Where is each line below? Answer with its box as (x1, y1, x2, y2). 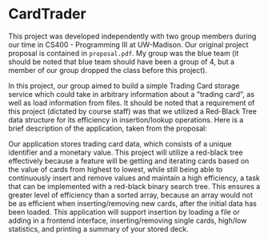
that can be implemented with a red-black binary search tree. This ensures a (8, 181, 261, 191)
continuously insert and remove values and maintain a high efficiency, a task (8, 173, 260, 183)
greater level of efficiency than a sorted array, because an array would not (8, 190, 254, 200)
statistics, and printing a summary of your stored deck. (8, 224, 190, 233)
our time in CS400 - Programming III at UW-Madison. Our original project (8, 39, 249, 49)
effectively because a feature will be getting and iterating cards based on (8, 155, 250, 165)
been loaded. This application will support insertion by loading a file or (8, 207, 240, 216)
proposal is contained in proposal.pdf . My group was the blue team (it (8, 48, 239, 58)
